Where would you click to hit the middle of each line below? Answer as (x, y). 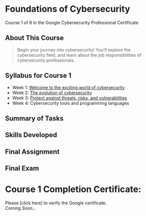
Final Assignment (32, 152)
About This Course (35, 38)
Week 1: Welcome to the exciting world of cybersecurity (68, 87)
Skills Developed (31, 135)
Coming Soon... (21, 208)
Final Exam (22, 168)
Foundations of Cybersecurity (68, 9)
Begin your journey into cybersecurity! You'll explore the (74, 49)
